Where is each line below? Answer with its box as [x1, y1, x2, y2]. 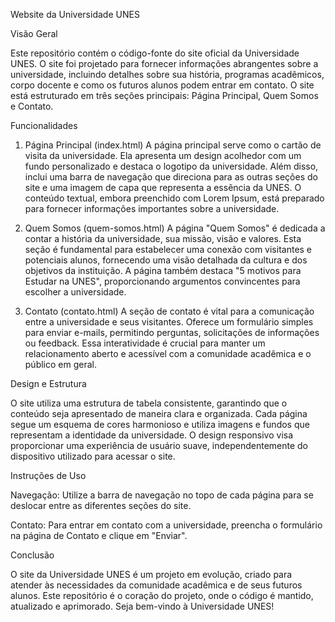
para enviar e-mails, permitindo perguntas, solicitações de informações [24, 327, 320, 338]
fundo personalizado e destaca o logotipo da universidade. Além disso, [24, 160, 319, 172]
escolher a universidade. [24, 286, 127, 298]
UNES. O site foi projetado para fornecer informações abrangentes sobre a [10, 58, 319, 69]
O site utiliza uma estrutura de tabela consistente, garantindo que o [10, 397, 288, 409]
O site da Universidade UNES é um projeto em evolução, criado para [10, 569, 293, 580]
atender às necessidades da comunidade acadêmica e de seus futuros [10, 579, 303, 591]
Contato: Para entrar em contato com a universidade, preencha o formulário [10, 519, 323, 531]
